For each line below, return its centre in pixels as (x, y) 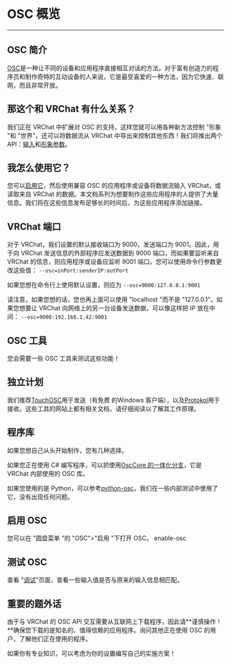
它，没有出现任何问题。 (40, 497)
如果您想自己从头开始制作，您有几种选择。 (67, 450)
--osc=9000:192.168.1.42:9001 (64, 317)
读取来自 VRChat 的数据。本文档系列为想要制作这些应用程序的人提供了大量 (113, 194)
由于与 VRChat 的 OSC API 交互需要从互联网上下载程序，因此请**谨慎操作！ (114, 622)
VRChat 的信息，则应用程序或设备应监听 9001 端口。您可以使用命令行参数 (112, 261)
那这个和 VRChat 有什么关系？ (71, 109)
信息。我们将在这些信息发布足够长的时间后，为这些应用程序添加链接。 (107, 203)
